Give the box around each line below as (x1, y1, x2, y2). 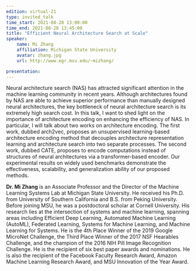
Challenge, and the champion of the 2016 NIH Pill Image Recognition (6, 239, 171, 247)
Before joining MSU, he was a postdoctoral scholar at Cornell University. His (6, 202, 190, 209)
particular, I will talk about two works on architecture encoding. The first (6, 122, 180, 129)
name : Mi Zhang (16, 42, 54, 48)
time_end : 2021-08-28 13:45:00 (6, 25, 83, 31)
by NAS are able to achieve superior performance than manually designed (6, 97, 185, 104)
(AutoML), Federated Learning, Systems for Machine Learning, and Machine (6, 221, 191, 228)
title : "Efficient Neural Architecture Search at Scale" (6, 31, 148, 36)
